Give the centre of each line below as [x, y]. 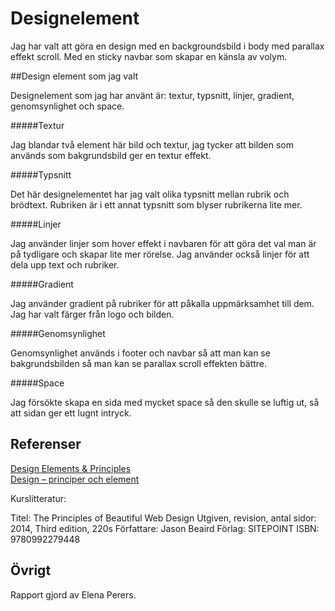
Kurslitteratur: [38, 498]
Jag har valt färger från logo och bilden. [92, 314]
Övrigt [31, 570]
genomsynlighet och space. [67, 106]
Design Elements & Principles [71, 468]
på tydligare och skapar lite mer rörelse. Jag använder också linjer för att [160, 254]
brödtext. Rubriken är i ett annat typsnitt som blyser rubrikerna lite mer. [156, 204]
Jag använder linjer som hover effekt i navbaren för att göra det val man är [163, 243]
